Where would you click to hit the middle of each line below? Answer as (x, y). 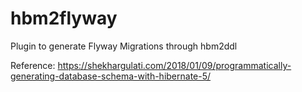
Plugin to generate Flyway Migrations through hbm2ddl (124, 46)
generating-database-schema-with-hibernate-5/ (111, 76)
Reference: (33, 65)
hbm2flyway (64, 18)
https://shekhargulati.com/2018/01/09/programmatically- (174, 65)
